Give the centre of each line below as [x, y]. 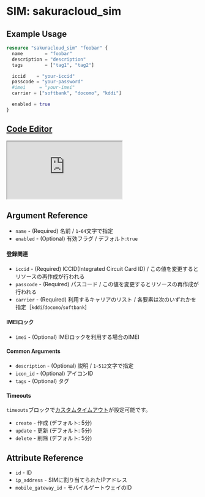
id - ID [24, 472]
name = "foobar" [42, 53]
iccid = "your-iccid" [43, 76]
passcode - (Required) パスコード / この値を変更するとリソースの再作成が [107, 284]
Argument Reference [47, 215]
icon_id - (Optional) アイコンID [54, 373]
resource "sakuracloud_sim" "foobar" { [57, 48]
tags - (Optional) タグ [42, 381]
